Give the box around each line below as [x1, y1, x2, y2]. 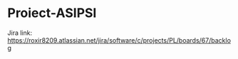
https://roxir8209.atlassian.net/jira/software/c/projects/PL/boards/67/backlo [7, 36, 232, 44]
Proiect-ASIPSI [7, 5, 97, 21]
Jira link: [7, 28, 33, 37]
